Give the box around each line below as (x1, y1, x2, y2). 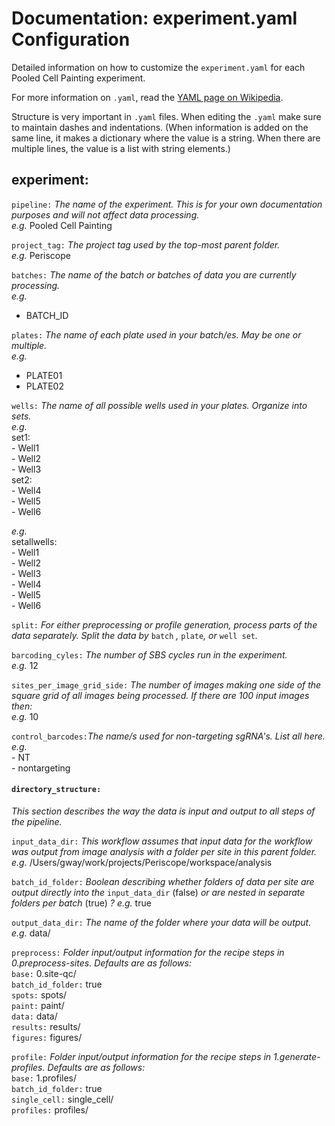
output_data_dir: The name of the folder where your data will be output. (11, 916, 312, 928)
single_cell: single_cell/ (11, 1093, 114, 1105)
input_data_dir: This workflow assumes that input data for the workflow (11, 835, 313, 847)
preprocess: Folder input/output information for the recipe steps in (11, 946, 285, 958)
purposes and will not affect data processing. (11, 208, 200, 221)
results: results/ (11, 1020, 81, 1032)
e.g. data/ (11, 927, 51, 939)
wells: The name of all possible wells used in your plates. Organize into (11, 399, 308, 411)
